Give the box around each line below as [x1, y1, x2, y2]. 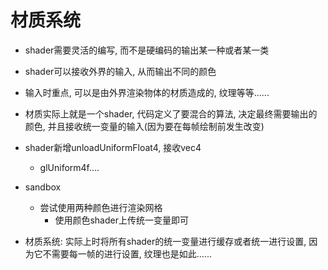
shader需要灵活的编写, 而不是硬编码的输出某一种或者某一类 [24, 44, 270, 56]
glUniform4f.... [39, 161, 100, 173]
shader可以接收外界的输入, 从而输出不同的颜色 [24, 65, 217, 77]
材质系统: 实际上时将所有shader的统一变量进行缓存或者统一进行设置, [24, 235, 307, 247]
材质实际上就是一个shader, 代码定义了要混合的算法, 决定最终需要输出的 [24, 107, 318, 120]
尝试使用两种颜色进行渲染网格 [39, 201, 163, 213]
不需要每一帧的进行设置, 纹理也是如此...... [42, 247, 212, 260]
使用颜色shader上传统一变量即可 [54, 214, 189, 226]
